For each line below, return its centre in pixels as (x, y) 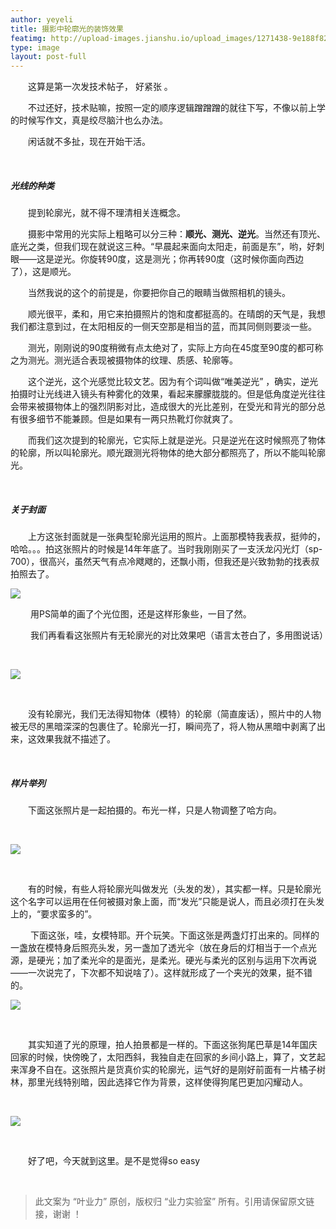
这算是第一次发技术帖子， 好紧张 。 (100, 87)
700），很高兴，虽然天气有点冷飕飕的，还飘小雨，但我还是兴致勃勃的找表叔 (165, 562)
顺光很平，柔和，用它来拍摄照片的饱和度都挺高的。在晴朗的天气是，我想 (177, 314)
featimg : (28, 38)
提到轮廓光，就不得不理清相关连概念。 (107, 213)
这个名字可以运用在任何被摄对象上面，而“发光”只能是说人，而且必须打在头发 (167, 902)
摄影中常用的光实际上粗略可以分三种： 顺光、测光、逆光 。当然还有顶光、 (177, 234)
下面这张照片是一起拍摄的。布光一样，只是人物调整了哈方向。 (155, 810)
